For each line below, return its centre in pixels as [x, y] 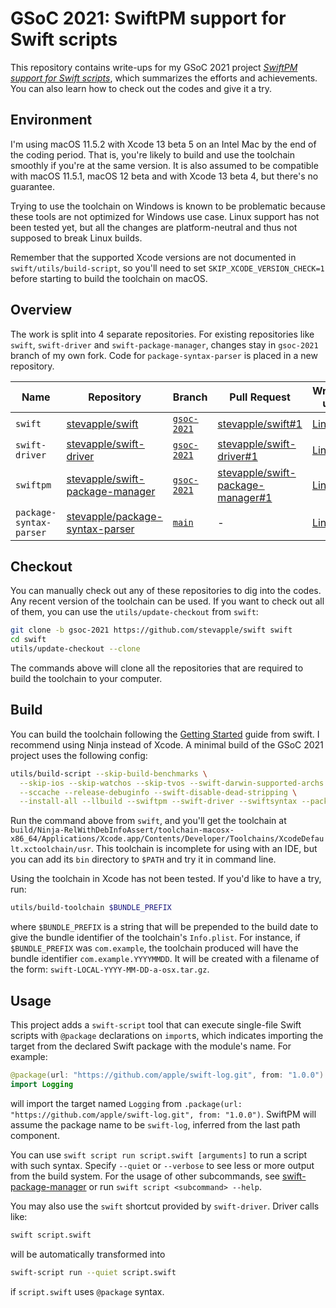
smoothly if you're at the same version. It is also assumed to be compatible [164, 165]
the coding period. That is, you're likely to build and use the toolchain [152, 154]
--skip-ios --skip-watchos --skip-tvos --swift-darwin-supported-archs [172, 783]
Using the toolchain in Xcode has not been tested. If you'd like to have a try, [166, 879]
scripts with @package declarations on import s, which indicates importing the [167, 1035]
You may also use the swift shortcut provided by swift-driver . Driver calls [165, 1206]
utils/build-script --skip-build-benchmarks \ [109, 773]
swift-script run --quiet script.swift [93, 1272]
